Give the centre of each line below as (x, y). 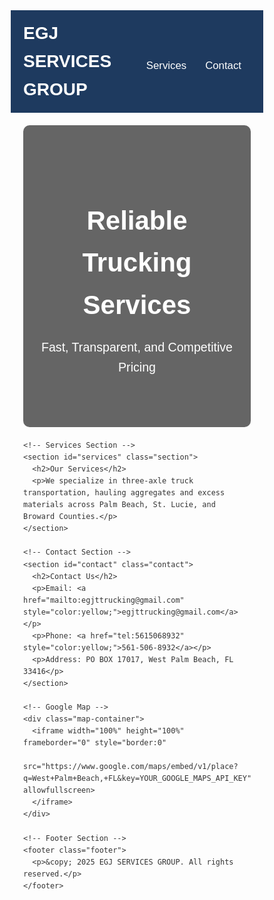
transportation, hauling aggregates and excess (124, 493)
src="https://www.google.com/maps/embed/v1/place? (131, 767)
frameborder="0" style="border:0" (95, 743)
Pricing (137, 366)
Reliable (137, 220)
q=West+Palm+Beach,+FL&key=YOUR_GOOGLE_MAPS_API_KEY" (137, 779)
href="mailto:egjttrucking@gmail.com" (104, 600)
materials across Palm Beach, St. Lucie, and (119, 505)
